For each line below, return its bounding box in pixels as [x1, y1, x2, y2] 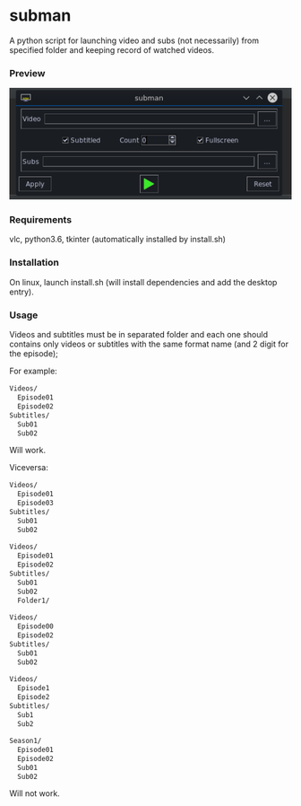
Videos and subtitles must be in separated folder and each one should [9, 329, 269, 339]
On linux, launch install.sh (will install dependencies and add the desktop [9, 276, 278, 287]
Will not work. [9, 787, 60, 799]
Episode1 [17, 683, 50, 692]
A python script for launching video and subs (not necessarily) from [9, 35, 260, 46]
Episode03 [17, 498, 54, 507]
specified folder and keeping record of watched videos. [9, 44, 215, 55]
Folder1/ [17, 596, 50, 605]
